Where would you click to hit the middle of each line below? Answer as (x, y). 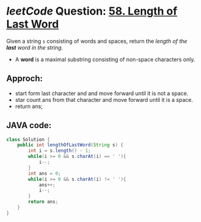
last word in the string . (35, 48)
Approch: (25, 78)
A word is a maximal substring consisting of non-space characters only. (105, 59)
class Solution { (28, 139)
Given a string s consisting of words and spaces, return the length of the (97, 41)
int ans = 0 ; (45, 173)
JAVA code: (29, 125)
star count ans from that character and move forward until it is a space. (104, 99)
